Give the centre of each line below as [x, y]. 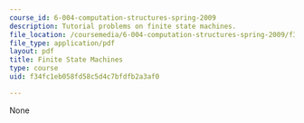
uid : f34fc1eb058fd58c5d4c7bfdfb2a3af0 [85, 77]
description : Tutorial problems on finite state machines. [123, 26]
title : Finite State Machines [66, 60]
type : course [34, 69]
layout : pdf [32, 52]
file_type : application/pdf [62, 43]
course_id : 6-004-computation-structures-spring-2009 [113, 18]
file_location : [38, 34]
